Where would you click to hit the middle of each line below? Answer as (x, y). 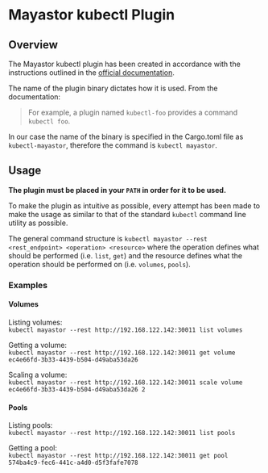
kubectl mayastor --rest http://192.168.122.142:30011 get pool (118, 456)
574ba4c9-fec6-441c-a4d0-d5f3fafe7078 (73, 463)
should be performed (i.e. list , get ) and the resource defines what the (126, 255)
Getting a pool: (33, 448)
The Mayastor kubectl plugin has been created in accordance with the (125, 64)
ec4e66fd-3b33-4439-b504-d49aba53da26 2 (77, 389)
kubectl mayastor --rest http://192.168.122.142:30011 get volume (122, 353)
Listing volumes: (35, 322)
